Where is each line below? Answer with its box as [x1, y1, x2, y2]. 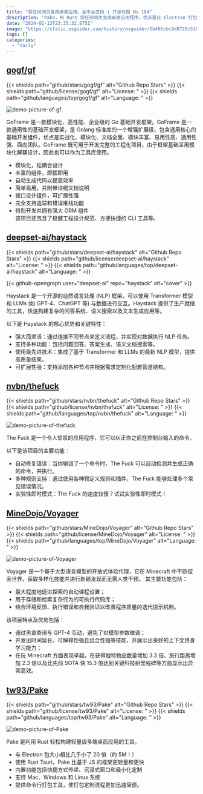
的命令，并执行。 [14, 468, 58, 475]
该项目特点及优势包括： [6, 616, 65, 624]
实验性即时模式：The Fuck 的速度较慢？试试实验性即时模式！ [14, 490, 167, 497]
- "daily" [11, 43, 36, 49]
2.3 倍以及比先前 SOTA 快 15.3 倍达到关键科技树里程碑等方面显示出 [22, 660, 188, 667]
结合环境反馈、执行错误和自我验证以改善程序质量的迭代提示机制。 [14, 603, 179, 610]
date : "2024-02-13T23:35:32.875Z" [6, 20, 94, 26]
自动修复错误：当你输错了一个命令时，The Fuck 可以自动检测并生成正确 [14, 460, 193, 467]
